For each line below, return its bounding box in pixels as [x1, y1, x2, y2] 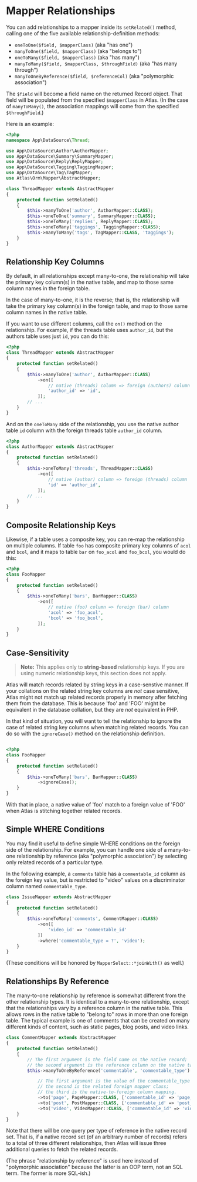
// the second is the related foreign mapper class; [37, 1084, 169, 1090]
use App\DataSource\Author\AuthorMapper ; [6, 148, 109, 154]
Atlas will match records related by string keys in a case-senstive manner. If [6, 681, 189, 688]
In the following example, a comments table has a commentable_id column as [6, 870, 186, 877]
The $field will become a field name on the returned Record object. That [6, 90, 183, 97]
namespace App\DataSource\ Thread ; [6, 137, 91, 143]
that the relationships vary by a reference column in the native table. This [6, 1005, 183, 1012]
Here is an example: [6, 120, 55, 127]
